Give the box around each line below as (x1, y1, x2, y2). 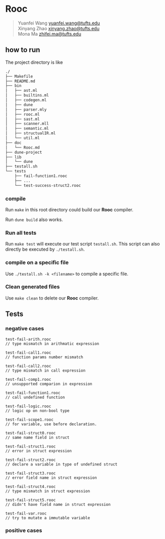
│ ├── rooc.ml (5, 112, 40, 117)
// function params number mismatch (5, 354, 83, 360)
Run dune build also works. (5, 216, 63, 223)
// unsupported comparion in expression (5, 381, 93, 386)
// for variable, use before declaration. (5, 422, 97, 427)
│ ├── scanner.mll (5, 121, 50, 127)
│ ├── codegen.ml (5, 97, 47, 103)
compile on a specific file (5, 259, 69, 266)
